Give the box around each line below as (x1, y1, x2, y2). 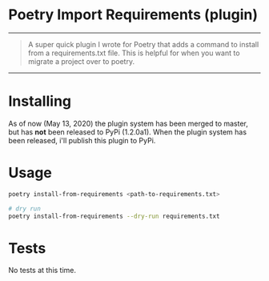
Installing (8, 92, 72, 110)
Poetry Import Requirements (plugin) (8, 6, 259, 24)
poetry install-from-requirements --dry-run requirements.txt (8, 212, 220, 220)
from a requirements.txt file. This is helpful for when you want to (27, 48, 240, 58)
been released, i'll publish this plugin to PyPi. (8, 135, 156, 145)
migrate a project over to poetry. (27, 56, 134, 66)
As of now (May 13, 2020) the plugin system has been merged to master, (8, 118, 248, 128)
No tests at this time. (8, 266, 77, 275)
